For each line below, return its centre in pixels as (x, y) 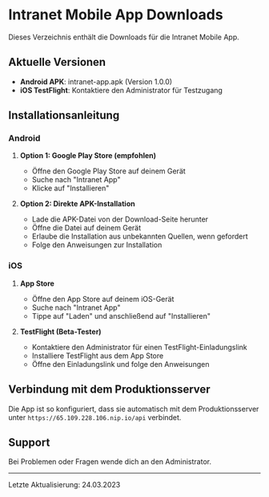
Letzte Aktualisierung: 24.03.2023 (64, 485)
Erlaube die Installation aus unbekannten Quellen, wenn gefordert (140, 236)
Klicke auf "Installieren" (70, 188)
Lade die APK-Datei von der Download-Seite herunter (120, 219)
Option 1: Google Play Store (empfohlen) (88, 156)
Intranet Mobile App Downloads (116, 15)
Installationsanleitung (64, 115)
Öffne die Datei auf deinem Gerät (86, 228)
